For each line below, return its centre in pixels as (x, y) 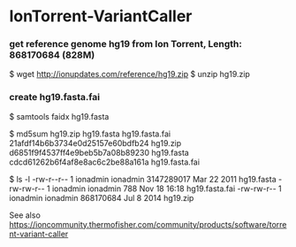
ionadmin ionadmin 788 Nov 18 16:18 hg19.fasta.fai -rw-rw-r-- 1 (167, 189)
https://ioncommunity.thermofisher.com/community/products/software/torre (148, 224)
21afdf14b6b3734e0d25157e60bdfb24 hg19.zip (95, 143)
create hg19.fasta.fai (54, 97)
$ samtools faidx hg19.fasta (59, 116)
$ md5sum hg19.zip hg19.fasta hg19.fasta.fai (90, 134)
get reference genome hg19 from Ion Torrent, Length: (126, 44)
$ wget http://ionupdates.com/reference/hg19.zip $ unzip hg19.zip (129, 74)
